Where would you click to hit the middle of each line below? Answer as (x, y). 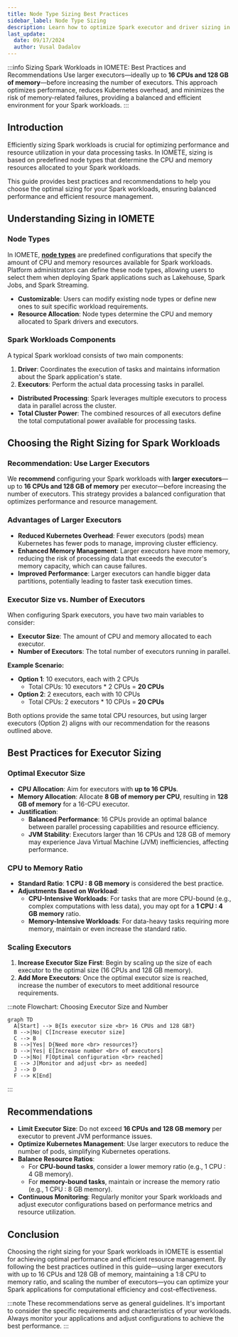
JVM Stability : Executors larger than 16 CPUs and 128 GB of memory (129, 834)
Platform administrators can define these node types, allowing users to (111, 270)
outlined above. (30, 731)
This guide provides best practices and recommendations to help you (109, 181)
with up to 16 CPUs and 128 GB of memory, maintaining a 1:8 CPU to (107, 1274)
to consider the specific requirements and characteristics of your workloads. (119, 1311)
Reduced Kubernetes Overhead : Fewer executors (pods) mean (111, 536)
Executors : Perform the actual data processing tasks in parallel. (111, 384)
